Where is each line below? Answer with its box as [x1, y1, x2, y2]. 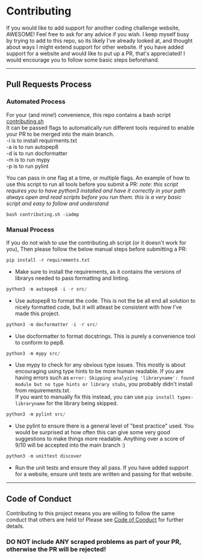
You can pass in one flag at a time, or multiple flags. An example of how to [6, 174, 191, 182]
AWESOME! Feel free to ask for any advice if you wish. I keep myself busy [6, 30, 189, 37]
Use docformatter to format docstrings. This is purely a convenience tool [14, 332, 195, 340]
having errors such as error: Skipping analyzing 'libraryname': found [14, 374, 194, 381]
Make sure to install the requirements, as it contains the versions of [14, 268, 182, 275]
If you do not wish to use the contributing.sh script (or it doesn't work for [6, 239, 186, 246]
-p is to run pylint [6, 162, 49, 169]
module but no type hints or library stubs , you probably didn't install [14, 381, 193, 388]
